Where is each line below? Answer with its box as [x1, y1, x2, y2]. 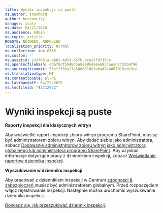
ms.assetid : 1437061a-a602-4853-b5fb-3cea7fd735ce [5, 58, 111, 62]
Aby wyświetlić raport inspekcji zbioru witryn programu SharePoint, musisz [5, 132, 158, 138]
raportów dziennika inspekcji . [5, 158, 65, 164]
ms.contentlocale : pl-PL [5, 76, 56, 81]
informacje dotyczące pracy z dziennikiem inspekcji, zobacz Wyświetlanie [5, 153, 156, 159]
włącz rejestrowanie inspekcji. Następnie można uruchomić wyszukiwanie [5, 187, 156, 193]
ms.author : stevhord [5, 12, 48, 17]
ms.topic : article [5, 35, 43, 40]
